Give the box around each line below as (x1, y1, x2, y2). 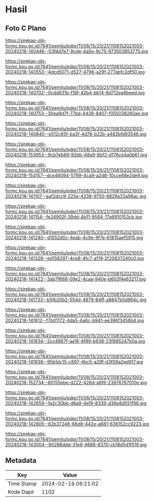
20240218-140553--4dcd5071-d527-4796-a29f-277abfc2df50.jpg (5, 69, 145, 75)
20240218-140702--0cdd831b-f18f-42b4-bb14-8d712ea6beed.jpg (5, 90, 145, 95)
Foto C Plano (5, 24, 46, 33)
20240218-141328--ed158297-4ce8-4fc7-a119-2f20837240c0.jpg (5, 255, 144, 261)
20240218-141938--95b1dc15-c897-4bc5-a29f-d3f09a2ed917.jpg (5, 359, 143, 365)
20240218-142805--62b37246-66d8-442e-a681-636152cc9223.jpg (5, 421, 149, 427)
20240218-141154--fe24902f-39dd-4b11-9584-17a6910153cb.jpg (5, 214, 142, 220)
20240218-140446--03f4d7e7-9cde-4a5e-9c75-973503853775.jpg (5, 48, 148, 54)
